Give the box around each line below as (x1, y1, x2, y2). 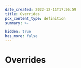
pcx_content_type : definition (5, 16, 66, 21)
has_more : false (5, 34, 38, 39)
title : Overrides (5, 12, 40, 16)
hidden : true (5, 29, 31, 34)
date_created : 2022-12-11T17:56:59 (5, 7, 77, 12)
